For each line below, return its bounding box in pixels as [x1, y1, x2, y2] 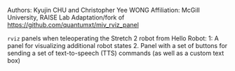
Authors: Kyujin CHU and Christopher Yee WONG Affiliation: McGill [7, 6, 200, 14]
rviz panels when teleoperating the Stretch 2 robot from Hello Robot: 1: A [7, 34, 219, 42]
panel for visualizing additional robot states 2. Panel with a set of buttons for [7, 42, 228, 49]
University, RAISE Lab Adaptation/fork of [7, 13, 125, 22]
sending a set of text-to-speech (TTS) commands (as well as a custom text [7, 49, 224, 57]
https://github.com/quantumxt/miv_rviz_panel [7, 21, 139, 29]
